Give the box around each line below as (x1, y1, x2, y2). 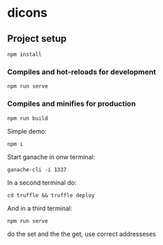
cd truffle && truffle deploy (7, 191, 95, 199)
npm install (7, 51, 42, 58)
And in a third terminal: (7, 204, 72, 212)
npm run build (7, 115, 49, 122)
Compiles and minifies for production (7, 99, 136, 109)
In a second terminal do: (7, 178, 77, 187)
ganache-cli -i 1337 (7, 166, 68, 173)
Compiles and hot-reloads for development (7, 67, 157, 77)
